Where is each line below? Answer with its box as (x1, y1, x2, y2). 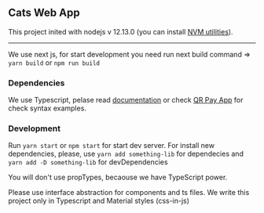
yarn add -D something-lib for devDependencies (8, 157, 168, 167)
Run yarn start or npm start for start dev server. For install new (8, 141, 214, 150)
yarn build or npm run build (8, 58, 101, 67)
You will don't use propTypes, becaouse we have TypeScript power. (8, 172, 228, 182)
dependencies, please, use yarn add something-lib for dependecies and (8, 149, 244, 159)
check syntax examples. (8, 103, 86, 113)
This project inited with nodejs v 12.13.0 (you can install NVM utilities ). (8, 27, 233, 36)
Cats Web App (8, 6, 80, 20)
